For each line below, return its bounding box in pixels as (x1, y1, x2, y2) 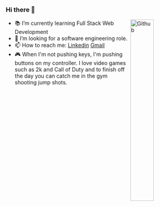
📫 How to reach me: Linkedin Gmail (14, 42, 105, 49)
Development (14, 29, 49, 36)
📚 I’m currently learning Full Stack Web (14, 19, 114, 27)
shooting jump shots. (14, 79, 68, 86)
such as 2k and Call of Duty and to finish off (14, 66, 125, 73)
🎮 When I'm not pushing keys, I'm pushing (14, 51, 123, 58)
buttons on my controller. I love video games (14, 59, 126, 67)
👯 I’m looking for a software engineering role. (14, 35, 128, 42)
